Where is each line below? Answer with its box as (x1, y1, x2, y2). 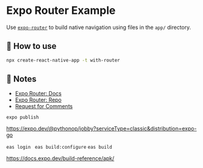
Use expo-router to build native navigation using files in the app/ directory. (6, 24, 192, 31)
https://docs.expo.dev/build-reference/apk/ (6, 155, 115, 162)
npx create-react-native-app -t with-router (6, 57, 120, 63)
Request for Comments (14, 103, 73, 110)
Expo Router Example (6, 4, 116, 18)
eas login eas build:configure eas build (6, 144, 112, 150)
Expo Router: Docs (14, 90, 62, 97)
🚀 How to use (6, 41, 57, 51)
